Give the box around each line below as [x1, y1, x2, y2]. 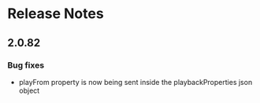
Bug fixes [7, 60, 45, 71]
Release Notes [7, 5, 104, 23]
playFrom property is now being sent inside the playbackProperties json [18, 77, 253, 86]
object [18, 86, 40, 95]
